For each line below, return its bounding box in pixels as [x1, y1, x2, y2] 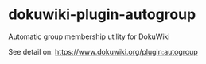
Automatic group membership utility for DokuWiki [8, 32, 170, 41]
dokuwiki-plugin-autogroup [8, 6, 196, 24]
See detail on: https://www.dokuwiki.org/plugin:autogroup [8, 47, 199, 56]
